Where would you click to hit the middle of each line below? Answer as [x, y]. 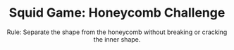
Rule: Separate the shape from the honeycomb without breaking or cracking [117, 32]
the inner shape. [117, 39]
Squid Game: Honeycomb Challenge [117, 13]
